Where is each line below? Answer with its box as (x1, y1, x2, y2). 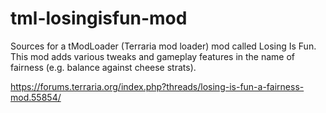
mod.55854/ (10, 91, 62, 103)
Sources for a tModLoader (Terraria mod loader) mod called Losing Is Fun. (10, 40, 317, 52)
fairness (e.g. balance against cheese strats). (10, 61, 197, 73)
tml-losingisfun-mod (10, 7, 188, 30)
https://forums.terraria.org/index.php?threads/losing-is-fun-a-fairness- (10, 80, 305, 92)
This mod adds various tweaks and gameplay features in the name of (10, 50, 296, 62)
